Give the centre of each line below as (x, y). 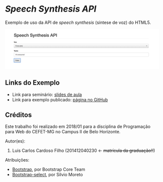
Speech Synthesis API (51, 9)
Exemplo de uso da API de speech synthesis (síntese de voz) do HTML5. (78, 22)
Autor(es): (15, 141)
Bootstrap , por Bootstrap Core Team (49, 169)
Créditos (19, 115)
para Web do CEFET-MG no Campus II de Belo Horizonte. (63, 132)
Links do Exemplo (32, 83)
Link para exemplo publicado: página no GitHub (60, 100)
